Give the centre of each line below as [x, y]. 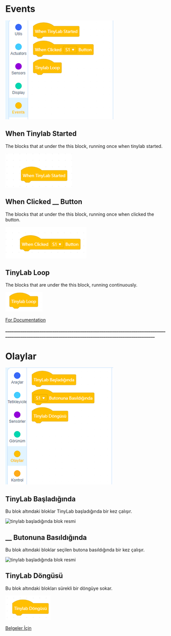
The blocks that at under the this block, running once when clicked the [80, 214]
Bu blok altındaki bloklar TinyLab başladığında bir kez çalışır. [69, 511]
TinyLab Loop [28, 273]
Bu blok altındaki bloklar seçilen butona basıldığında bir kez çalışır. [75, 550]
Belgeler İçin [18, 628]
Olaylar [21, 356]
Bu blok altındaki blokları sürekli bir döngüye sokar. [59, 588]
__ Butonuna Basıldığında [46, 537]
